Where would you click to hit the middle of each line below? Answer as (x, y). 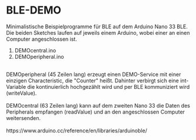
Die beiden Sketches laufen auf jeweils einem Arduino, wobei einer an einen (98, 32)
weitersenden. (24, 118)
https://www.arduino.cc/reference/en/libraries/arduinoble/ (77, 131)
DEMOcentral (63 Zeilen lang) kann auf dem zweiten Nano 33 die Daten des (98, 105)
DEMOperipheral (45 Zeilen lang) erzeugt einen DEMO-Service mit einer (94, 74)
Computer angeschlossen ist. (42, 39)
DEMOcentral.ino (35, 50)
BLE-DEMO (34, 10)
